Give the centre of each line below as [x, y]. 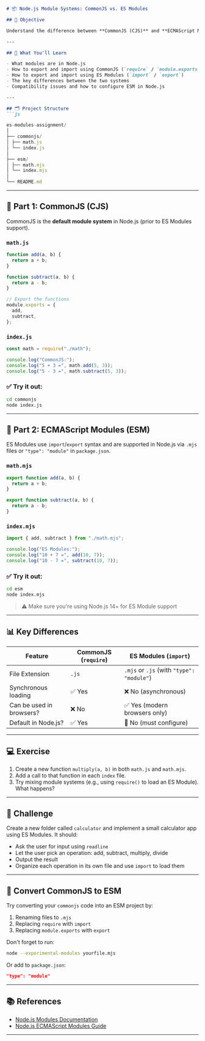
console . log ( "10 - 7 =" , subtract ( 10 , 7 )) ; [63, 560]
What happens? [35, 789]
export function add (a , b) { [43, 478]
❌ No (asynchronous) [155, 691]
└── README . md [24, 182]
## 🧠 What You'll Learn [37, 53]
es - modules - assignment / [37, 125]
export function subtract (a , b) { [50, 500]
